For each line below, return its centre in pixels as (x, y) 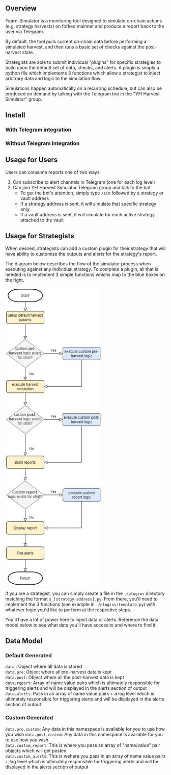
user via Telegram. (25, 31)
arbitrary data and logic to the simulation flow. (53, 78)
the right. (15, 280)
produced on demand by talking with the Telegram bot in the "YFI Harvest (83, 93)
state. (28, 52)
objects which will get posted (36, 751)
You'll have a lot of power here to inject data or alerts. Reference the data (82, 619)
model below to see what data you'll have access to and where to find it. (81, 625)
